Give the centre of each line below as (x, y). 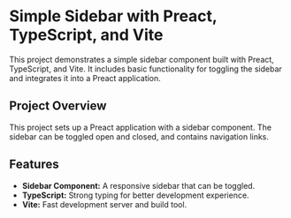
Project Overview (58, 106)
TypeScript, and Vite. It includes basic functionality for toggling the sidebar (146, 69)
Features (34, 165)
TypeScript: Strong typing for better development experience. (135, 195)
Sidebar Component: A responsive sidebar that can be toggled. (138, 185)
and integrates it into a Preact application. (85, 78)
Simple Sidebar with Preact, (113, 16)
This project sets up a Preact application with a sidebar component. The (141, 127)
